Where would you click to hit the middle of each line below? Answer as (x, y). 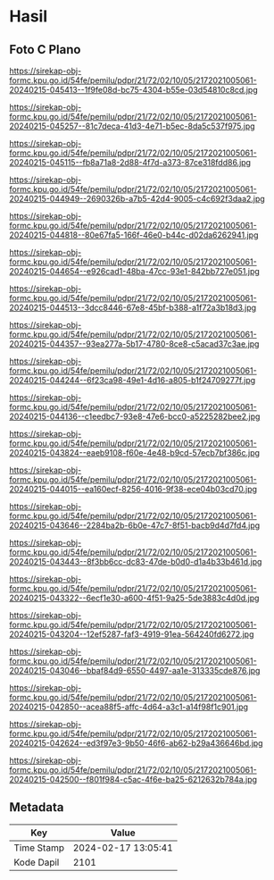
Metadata (37, 807)
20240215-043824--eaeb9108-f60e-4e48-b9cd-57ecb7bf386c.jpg (135, 453)
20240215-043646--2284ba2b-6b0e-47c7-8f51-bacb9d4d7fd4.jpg (135, 525)
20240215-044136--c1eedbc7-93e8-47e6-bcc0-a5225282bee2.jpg (135, 416)
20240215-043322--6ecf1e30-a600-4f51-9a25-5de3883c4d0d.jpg (134, 598)
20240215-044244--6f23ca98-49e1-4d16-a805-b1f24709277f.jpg (133, 380)
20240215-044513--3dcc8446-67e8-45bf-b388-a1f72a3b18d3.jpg (133, 307)
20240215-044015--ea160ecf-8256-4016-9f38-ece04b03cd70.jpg (133, 489)
